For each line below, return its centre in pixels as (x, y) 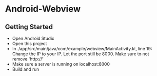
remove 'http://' (28, 59)
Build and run (25, 69)
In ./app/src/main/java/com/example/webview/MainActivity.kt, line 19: (82, 49)
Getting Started (29, 27)
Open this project (29, 44)
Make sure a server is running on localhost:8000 (61, 64)
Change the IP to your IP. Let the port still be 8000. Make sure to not (81, 54)
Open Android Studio (33, 38)
